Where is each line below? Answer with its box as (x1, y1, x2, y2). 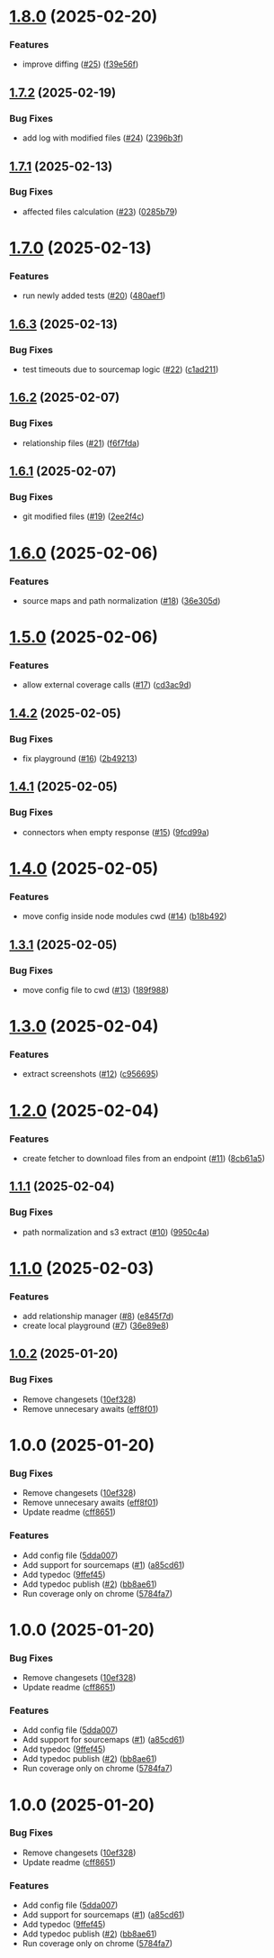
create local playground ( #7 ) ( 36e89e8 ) (22, 1320, 169, 1331)
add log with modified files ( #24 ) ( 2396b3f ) (22, 132, 184, 143)
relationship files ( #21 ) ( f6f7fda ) (22, 437, 140, 448)
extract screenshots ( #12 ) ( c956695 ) (22, 1069, 159, 1079)
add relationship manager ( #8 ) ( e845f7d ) (22, 1311, 174, 1322)
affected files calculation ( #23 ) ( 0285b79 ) (22, 205, 178, 217)
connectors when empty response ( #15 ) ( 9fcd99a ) (22, 826, 209, 837)
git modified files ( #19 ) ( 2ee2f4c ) (22, 511, 145, 522)
